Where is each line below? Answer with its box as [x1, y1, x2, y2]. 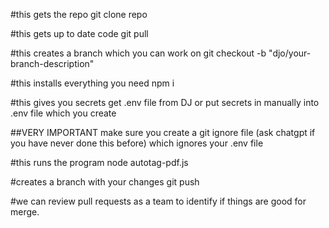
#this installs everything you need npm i [10, 77, 175, 89]
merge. [10, 206, 40, 218]
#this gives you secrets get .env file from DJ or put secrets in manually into [10, 97, 320, 108]
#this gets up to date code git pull [10, 28, 149, 39]
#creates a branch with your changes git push [10, 176, 200, 188]
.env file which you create [10, 107, 117, 119]
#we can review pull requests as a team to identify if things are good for [10, 195, 307, 207]
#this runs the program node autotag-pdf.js [10, 157, 189, 168]
